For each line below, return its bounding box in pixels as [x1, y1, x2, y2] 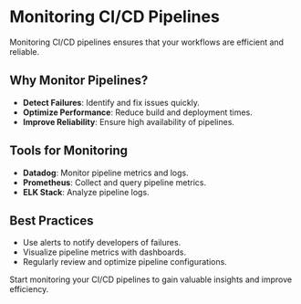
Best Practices [9, 213, 94, 228]
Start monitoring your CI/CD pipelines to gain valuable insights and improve [9, 274, 293, 285]
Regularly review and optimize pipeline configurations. [22, 257, 228, 267]
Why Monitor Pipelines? [9, 73, 149, 89]
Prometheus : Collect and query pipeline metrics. [22, 176, 207, 188]
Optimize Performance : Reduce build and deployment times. [22, 107, 253, 118]
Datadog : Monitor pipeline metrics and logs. [22, 167, 189, 178]
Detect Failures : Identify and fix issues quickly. [22, 97, 201, 108]
